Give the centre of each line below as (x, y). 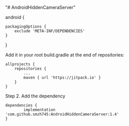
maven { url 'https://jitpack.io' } (62, 78)
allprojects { (20, 64)
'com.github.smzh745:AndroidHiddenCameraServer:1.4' (62, 114)
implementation (40, 110)
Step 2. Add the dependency (35, 96)
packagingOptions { (26, 27)
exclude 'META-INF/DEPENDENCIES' (50, 31)
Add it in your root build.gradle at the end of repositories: (65, 55)
